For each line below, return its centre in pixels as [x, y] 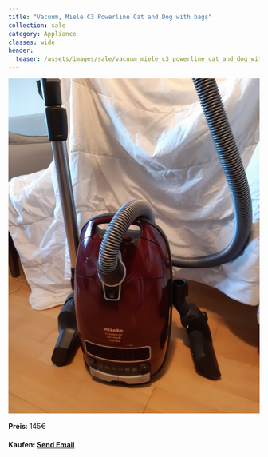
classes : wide [32, 42]
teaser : [28, 59]
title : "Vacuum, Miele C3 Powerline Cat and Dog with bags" [110, 17]
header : [21, 51]
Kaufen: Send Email [41, 444]
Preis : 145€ [27, 427]
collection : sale [37, 25]
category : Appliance [43, 34]
